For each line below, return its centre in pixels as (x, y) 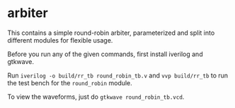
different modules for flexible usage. (60, 40)
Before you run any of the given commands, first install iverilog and (105, 54)
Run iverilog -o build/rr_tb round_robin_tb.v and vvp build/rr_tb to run (118, 75)
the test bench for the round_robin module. (70, 82)
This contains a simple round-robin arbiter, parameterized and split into (111, 33)
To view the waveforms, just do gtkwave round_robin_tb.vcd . (96, 97)
